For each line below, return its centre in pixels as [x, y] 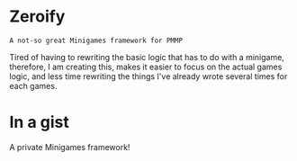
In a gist [40, 122]
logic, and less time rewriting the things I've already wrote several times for [148, 76]
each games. [33, 85]
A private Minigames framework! [70, 147]
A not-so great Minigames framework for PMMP [96, 40]
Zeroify [37, 17]
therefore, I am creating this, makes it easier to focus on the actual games [146, 67]
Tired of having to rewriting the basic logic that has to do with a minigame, [147, 57]
